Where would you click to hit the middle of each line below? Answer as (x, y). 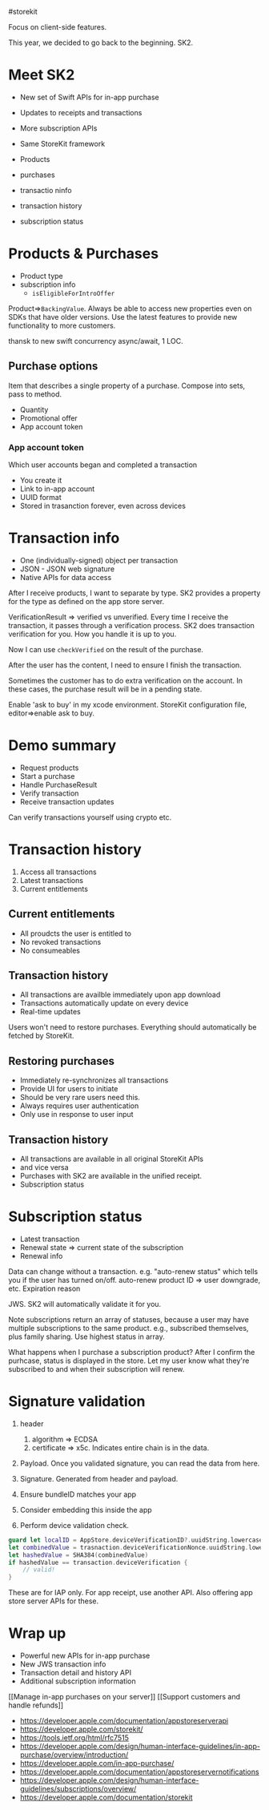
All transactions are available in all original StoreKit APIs (112, 1159)
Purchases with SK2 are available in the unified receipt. (111, 1176)
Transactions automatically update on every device (104, 1003)
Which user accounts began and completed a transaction (103, 465)
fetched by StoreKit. (41, 1036)
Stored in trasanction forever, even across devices (103, 506)
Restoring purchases (61, 1061)
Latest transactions (52, 880)
